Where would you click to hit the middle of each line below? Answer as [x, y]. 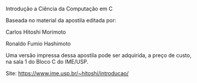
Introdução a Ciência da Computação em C [59, 9]
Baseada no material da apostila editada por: [61, 20]
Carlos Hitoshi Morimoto [36, 32]
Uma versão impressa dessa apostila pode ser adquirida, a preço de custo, [99, 55]
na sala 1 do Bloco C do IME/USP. [47, 62]
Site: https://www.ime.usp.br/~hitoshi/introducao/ [67, 73]
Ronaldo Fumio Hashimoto [38, 44]
